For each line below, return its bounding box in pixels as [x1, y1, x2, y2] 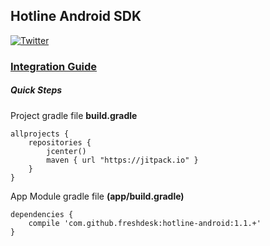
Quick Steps [10, 84, 63, 96]
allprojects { [10, 129, 70, 139]
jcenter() [46, 146, 87, 156]
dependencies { [10, 209, 74, 219]
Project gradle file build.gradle [10, 109, 138, 121]
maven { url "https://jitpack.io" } [46, 155, 199, 165]
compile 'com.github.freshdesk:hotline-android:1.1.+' [28, 218, 262, 228]
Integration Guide [10, 59, 98, 73]
